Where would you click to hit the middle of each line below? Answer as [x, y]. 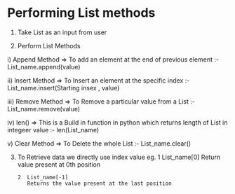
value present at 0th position [59, 164]
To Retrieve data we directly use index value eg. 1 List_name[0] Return [119, 157]
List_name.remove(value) [44, 109]
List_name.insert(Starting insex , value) [63, 88]
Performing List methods [81, 13]
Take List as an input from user [62, 32]
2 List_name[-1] [43, 177]
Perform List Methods [49, 46]
